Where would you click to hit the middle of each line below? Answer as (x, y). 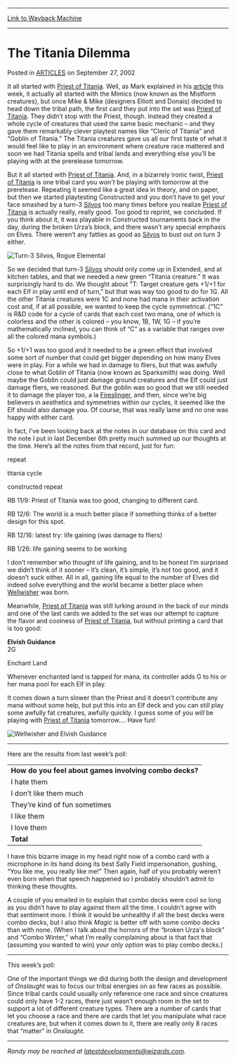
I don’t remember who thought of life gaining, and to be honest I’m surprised (118, 562)
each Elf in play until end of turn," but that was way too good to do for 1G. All (118, 291)
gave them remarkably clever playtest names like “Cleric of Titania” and (111, 131)
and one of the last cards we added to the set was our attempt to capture (113, 613)
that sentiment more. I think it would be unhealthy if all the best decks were (116, 914)
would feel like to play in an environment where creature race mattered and (116, 146)
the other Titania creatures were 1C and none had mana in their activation (113, 299)
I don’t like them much (47, 793)
